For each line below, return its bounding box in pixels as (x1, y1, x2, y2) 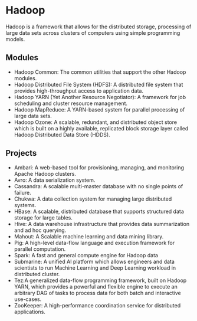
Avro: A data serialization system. (14, 176, 96, 184)
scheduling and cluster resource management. (14, 100, 128, 107)
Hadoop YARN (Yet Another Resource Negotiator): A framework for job (14, 93, 186, 100)
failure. (14, 189, 31, 196)
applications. (14, 308, 45, 315)
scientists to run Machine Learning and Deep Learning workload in (14, 264, 176, 271)
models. (5, 35, 25, 42)
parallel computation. (14, 245, 66, 253)
